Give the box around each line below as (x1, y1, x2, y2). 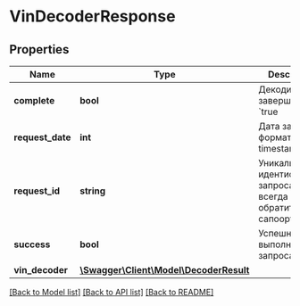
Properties (9, 42, 70, 57)
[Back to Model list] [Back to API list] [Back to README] (9, 287, 214, 297)
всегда (258, 190, 288, 203)
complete (13, 95, 55, 106)
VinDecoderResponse (9, 6, 176, 27)
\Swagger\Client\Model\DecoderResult (79, 264, 250, 276)
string (79, 185, 106, 197)
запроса (258, 250, 295, 261)
